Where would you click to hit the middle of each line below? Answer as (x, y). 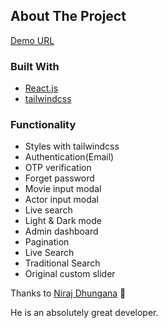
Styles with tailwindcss (72, 146)
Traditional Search (62, 263)
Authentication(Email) (69, 157)
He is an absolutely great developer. (84, 313)
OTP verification (58, 168)
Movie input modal (63, 189)
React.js (41, 88)
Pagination (47, 242)
